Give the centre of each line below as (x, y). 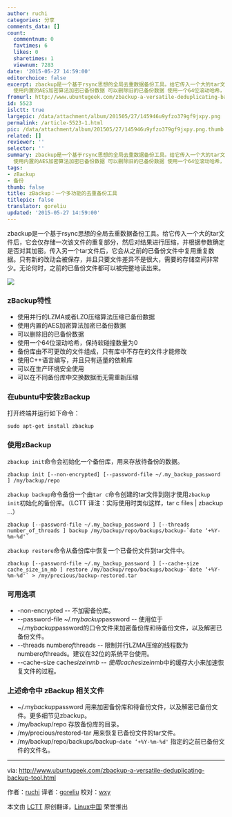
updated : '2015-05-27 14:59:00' (54, 213)
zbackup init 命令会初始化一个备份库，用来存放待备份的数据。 (95, 461)
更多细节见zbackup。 (60, 715)
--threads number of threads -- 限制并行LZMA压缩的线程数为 (103, 645)
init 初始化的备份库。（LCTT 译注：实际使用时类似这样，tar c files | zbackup (115, 503)
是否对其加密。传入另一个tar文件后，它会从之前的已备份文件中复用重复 (108, 250)
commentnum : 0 (33, 39)
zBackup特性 (29, 300)
